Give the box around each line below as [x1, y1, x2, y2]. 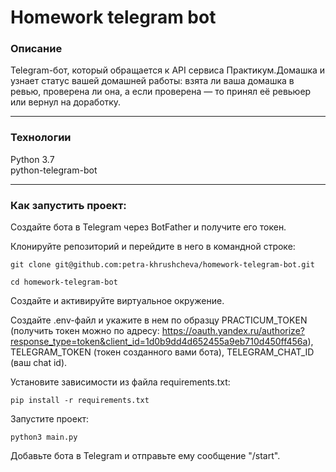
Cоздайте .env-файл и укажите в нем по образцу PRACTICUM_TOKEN [10, 314, 308, 326]
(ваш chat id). [10, 357, 68, 369]
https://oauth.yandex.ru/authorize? [161, 325, 305, 337]
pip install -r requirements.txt [10, 396, 150, 406]
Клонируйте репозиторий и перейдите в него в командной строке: [10, 241, 296, 253]
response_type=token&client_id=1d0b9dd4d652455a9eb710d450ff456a [10, 336, 308, 348]
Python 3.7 [10, 153, 55, 165]
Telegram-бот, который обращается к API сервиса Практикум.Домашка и [10, 64, 326, 76]
